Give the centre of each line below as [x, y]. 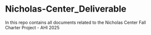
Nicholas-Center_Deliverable [66, 9]
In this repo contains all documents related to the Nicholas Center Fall [75, 22]
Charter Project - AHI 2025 [32, 27]
